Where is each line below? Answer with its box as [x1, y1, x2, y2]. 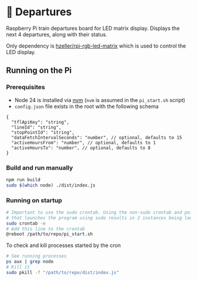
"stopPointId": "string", [11, 129, 75, 136]
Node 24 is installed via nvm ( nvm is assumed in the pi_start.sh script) [14, 96, 186, 103]
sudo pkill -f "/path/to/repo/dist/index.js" [6, 269, 119, 275]
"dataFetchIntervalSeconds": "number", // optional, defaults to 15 [11, 134, 182, 140]
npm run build [6, 177, 41, 182]
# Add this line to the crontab [6, 226, 85, 232]
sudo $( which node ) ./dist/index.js [6, 182, 96, 188]
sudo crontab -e [6, 220, 46, 226]
